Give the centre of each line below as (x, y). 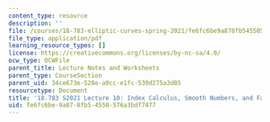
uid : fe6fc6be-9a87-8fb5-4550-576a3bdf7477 (82, 105)
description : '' (35, 23)
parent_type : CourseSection (55, 75)
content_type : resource (48, 16)
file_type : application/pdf (55, 38)
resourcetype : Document (48, 90)
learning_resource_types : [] (57, 46)
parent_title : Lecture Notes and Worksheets (84, 68)
